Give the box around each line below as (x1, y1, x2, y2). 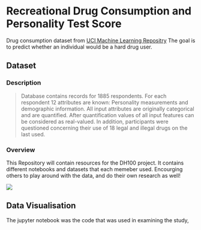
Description (6, 79, 41, 87)
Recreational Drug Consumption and (6, 4, 192, 18)
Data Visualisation (6, 201, 76, 211)
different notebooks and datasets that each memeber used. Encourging (6, 165, 183, 172)
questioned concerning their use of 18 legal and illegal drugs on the (20, 124, 188, 132)
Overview (6, 145, 35, 154)
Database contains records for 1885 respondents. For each (20, 92, 167, 100)
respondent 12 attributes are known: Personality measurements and (20, 98, 188, 106)
